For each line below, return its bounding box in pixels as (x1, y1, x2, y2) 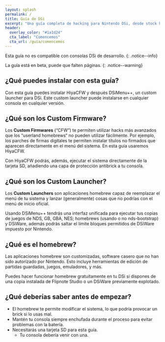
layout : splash (5, 7, 36, 12)
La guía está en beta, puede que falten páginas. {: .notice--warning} (5, 62, 143, 68)
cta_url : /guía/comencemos (9, 39, 65, 44)
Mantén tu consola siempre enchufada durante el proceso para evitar (12, 316, 153, 322)
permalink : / (5, 12, 32, 17)
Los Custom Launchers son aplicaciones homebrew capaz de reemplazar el (5, 190, 160, 196)
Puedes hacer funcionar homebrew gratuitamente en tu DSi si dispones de (5, 274, 156, 279)
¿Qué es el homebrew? (5, 240, 77, 249)
